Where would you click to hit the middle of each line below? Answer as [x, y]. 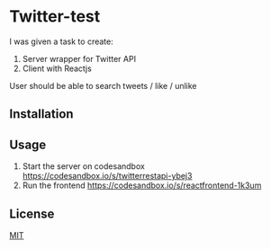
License [32, 213]
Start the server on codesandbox [84, 166]
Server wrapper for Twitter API [79, 58]
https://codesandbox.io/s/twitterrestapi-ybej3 [107, 176]
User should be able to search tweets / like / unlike [103, 85]
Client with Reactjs [57, 68]
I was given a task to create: [62, 41]
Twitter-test [55, 17]
